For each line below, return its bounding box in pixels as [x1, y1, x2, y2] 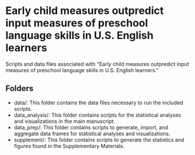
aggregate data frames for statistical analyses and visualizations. [13, 130, 170, 137]
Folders [5, 83, 34, 94]
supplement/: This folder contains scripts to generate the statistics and [13, 136, 184, 143]
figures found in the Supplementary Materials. [13, 142, 125, 149]
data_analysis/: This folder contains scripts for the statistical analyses [13, 111, 182, 118]
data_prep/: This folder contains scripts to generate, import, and [13, 124, 169, 131]
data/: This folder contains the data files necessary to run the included [13, 99, 183, 106]
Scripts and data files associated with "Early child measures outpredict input [5, 60, 189, 68]
